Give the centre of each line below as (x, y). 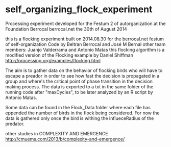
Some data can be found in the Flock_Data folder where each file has (78, 107)
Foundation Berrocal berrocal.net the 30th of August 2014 (66, 29)
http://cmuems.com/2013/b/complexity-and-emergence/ (65, 139)
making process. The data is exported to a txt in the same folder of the (79, 87)
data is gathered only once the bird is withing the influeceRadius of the (80, 118)
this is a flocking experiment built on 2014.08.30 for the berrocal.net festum (85, 39)
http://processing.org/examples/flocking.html (53, 60)
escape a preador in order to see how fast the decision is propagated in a (82, 76)
